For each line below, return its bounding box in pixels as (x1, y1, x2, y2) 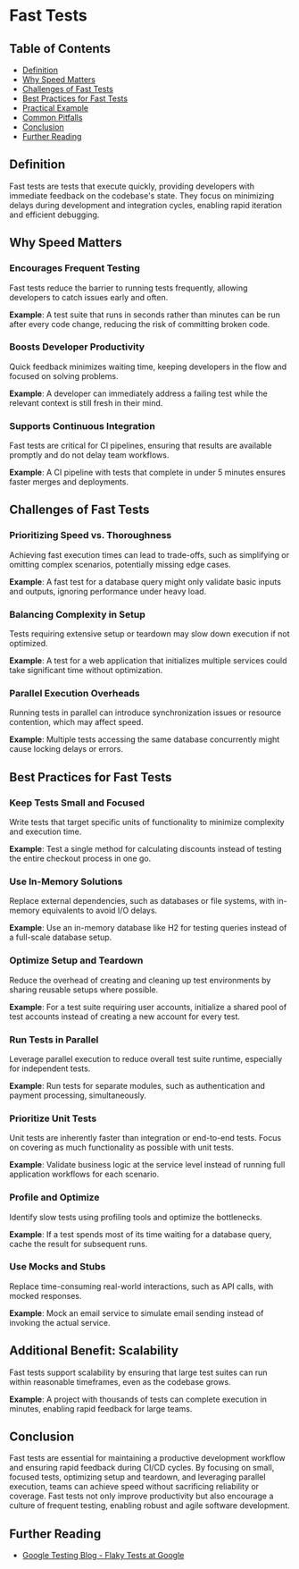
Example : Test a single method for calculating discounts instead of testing (9, 844, 283, 855)
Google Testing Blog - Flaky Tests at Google (21, 1550, 185, 1561)
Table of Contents (9, 41, 112, 56)
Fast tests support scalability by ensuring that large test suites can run (9, 1367, 268, 1378)
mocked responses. (9, 1290, 82, 1301)
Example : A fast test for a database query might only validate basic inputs (9, 576, 281, 586)
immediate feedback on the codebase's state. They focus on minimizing (9, 190, 275, 201)
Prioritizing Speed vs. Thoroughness (9, 529, 172, 542)
